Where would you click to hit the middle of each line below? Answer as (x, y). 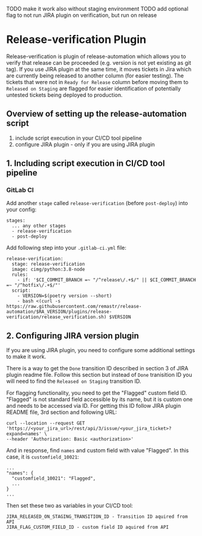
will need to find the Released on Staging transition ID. (74, 381)
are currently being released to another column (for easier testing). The (95, 76)
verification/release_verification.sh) (57, 317)
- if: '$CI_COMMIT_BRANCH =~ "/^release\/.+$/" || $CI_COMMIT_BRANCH (107, 280)
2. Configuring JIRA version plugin (73, 335)
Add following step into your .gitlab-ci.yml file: (67, 248)
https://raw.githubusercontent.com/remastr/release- (74, 307)
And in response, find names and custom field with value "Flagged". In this (98, 451)
